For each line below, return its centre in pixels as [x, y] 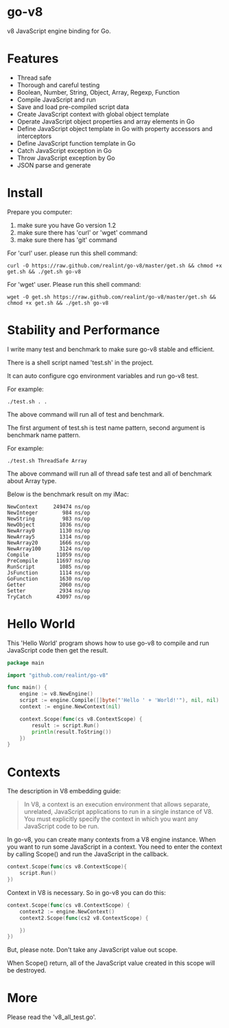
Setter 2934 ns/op [49, 591]
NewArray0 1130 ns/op [49, 530]
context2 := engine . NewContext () [67, 911]
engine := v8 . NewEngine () [57, 694]
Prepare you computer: [40, 212]
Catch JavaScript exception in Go [64, 150]
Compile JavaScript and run [56, 100]
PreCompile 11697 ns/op [49, 561]
